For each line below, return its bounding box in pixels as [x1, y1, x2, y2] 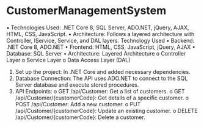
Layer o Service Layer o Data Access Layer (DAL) [6, 56, 131, 64]
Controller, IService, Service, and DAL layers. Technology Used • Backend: [6, 37, 195, 44]
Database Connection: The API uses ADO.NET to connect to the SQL [15, 74, 188, 82]
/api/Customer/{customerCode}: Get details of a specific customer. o [15, 94, 189, 101]
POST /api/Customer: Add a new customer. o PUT [15, 100, 141, 107]
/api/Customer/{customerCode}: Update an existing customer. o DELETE [15, 107, 198, 114]
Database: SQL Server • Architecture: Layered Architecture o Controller [6, 49, 186, 57]
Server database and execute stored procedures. [15, 81, 139, 89]
